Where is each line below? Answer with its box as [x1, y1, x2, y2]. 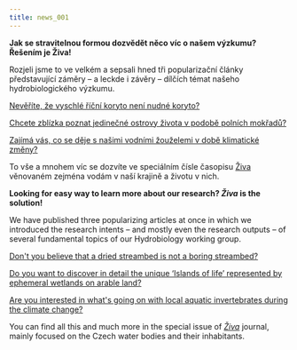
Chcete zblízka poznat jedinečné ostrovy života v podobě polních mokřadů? [9, 117, 286, 128]
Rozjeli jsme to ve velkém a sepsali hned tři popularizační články [9, 64, 244, 75]
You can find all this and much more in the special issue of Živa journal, [9, 321, 270, 331]
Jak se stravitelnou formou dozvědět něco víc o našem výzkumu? [9, 37, 257, 48]
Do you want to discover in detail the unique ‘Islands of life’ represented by [9, 267, 283, 278]
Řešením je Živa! [9, 46, 72, 58]
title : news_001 [9, 12, 69, 22]
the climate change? [9, 304, 83, 314]
